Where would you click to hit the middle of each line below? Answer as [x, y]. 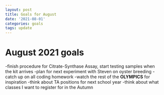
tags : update [19, 28]
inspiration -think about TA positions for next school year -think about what [82, 82]
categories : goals [24, 24]
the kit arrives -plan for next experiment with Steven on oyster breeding [78, 72]
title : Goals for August [31, 14]
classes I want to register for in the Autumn [49, 88]
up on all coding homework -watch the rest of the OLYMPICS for [84, 77]
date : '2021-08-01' [25, 19]
